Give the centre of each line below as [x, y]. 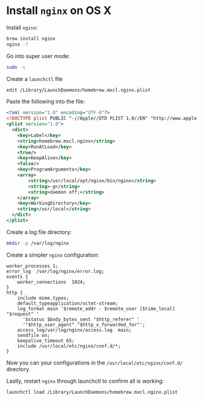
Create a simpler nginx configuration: [53, 255]
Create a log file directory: [39, 232]
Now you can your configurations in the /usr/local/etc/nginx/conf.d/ [95, 363]
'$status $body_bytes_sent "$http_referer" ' [81, 319]
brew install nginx [31, 38]
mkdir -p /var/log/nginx [38, 243]
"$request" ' [23, 314]
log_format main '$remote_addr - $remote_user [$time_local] [96, 308]
